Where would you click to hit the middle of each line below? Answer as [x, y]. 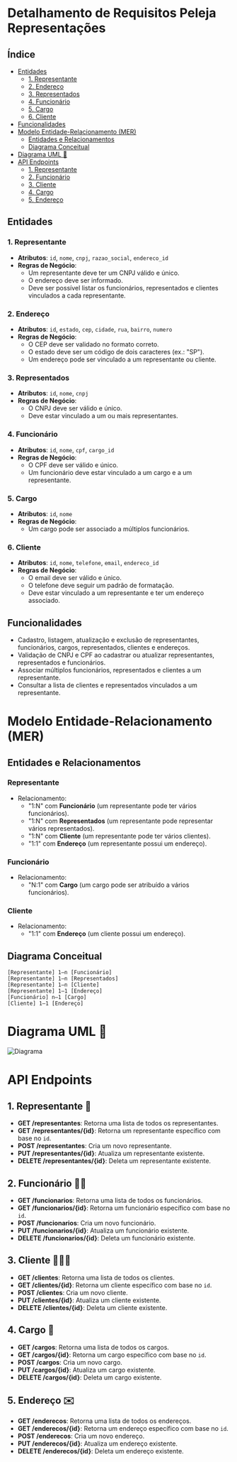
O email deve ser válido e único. [75, 578]
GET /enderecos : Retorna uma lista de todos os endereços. [104, 1421]
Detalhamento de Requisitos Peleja [112, 13]
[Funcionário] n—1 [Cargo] [47, 998]
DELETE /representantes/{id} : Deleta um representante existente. [114, 1161]
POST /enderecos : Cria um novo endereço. [81, 1436]
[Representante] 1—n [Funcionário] [60, 973]
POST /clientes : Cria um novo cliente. [73, 1292]
